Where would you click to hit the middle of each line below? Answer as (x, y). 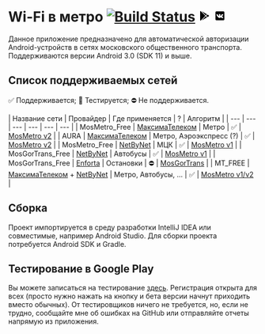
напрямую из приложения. (53, 321)
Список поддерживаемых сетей (93, 80)
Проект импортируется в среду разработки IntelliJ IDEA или (110, 227)
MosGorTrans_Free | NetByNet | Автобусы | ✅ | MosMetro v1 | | (112, 154)
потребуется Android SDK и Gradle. (67, 244)
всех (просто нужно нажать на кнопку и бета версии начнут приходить (129, 296)
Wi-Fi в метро (56, 17)
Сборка (28, 209)
